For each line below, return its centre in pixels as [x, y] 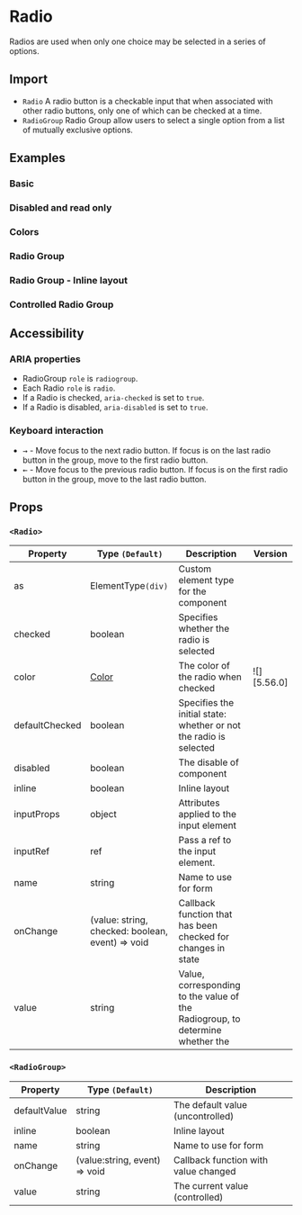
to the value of [209, 996]
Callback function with [221, 1160]
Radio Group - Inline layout [69, 280]
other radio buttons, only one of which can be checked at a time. [142, 111]
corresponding [209, 985]
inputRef [32, 851]
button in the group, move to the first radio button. [115, 460]
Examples [37, 158]
